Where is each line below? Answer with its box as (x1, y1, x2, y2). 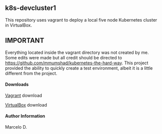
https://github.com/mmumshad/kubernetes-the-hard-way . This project (5, 60, 149, 66)
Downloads (5, 81, 29, 87)
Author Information (5, 113, 46, 119)
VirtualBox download (5, 102, 48, 107)
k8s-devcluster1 (5, 4, 56, 12)
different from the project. (5, 70, 57, 76)
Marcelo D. (5, 124, 27, 130)
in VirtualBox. (5, 22, 32, 28)
